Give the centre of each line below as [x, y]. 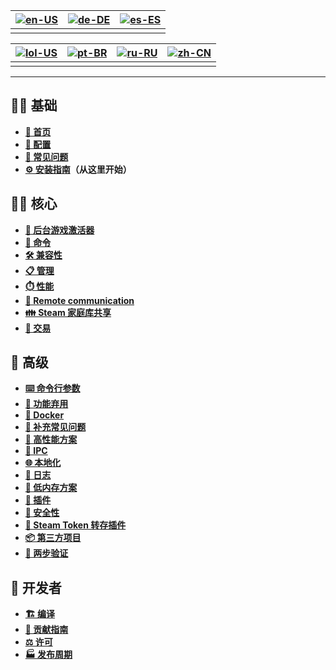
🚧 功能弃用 [46, 404]
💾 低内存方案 [51, 488]
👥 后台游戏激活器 [59, 230]
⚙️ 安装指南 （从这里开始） [78, 169]
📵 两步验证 [46, 553]
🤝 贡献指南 [46, 630]
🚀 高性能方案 [51, 440]
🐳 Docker [44, 415]
